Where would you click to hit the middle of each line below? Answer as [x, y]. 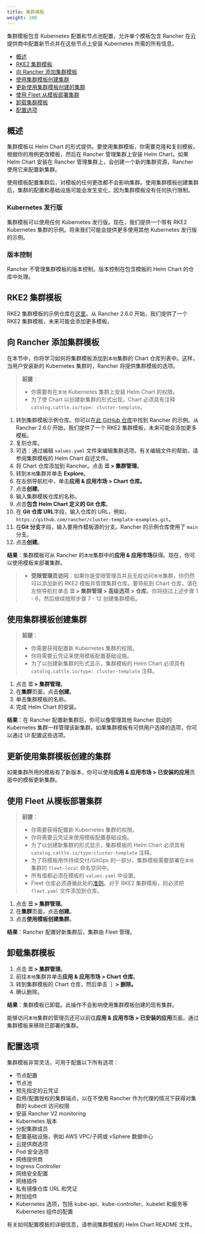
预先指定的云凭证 [37, 1091]
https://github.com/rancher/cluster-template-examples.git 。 [95, 519]
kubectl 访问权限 [49, 1106]
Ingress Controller [38, 1166]
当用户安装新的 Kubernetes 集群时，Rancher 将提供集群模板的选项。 [93, 366]
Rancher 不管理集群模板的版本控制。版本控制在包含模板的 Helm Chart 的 [98, 269]
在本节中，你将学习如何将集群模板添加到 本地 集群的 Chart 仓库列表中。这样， [102, 358]
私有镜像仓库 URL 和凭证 [47, 1188]
